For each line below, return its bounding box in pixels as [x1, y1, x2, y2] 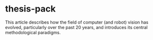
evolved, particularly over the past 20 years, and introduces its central [5, 24, 148, 30]
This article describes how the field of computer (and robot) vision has [5, 19, 149, 25]
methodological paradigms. [5, 29, 61, 35]
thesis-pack [5, 3, 56, 14]
